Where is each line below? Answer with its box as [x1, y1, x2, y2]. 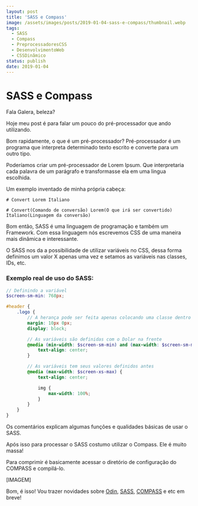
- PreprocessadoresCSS [11, 42, 67, 48]
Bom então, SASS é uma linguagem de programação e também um [6, 223, 169, 230]
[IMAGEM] [6, 476, 31, 484]
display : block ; [27, 325, 67, 331]
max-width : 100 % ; [48, 390, 91, 396]
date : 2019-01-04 [6, 63, 49, 70]
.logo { [16, 309, 35, 315]
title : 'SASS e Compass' [6, 14, 67, 20]
